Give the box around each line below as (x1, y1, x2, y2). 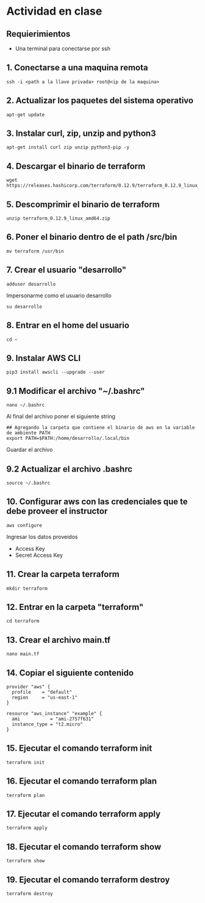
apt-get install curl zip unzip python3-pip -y (6, 144, 130, 150)
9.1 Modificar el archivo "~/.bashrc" (6, 385, 145, 396)
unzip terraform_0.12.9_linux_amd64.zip (6, 215, 111, 221)
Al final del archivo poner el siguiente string (6, 413, 116, 420)
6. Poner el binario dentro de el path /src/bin (6, 232, 178, 242)
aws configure (6, 522, 43, 529)
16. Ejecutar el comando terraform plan (6, 776, 157, 787)
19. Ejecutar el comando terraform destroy (6, 874, 170, 885)
